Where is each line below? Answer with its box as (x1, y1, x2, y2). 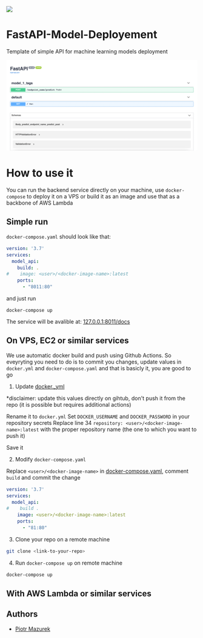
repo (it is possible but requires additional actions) (6, 401, 131, 408)
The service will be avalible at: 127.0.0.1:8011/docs (6, 318, 130, 325)
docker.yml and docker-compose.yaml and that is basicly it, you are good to (6, 364, 191, 372)
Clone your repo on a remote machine (15, 535, 110, 543)
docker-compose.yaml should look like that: (6, 232, 111, 240)
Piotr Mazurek (15, 625, 50, 633)
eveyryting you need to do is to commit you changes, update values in (6, 358, 182, 365)
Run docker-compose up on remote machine (15, 559, 123, 566)
